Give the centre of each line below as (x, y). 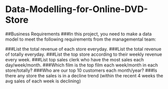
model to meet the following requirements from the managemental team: (81, 39)
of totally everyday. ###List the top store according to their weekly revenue (84, 54)
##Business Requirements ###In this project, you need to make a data (78, 34)
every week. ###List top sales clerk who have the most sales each (75, 59)
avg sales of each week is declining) (43, 81)
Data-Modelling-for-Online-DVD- (77, 9)
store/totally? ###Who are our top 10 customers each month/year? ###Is (81, 70)
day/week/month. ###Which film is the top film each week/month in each (82, 65)
